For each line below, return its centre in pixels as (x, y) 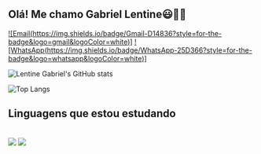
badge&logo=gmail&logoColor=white (68, 42)
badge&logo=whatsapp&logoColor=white (75, 58)
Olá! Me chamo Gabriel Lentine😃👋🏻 (97, 15)
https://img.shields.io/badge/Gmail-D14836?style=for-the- (127, 33)
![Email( (20, 33)
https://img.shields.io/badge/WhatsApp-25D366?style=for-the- (150, 50)
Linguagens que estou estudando (92, 114)
